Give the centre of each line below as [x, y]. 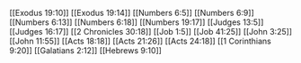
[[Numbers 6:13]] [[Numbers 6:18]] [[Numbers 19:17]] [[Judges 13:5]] [137, 22]
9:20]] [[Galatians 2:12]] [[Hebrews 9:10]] [85, 51]
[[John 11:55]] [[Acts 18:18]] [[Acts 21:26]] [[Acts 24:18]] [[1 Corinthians [140, 41]
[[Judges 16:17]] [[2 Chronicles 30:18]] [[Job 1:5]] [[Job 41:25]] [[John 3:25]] [151, 31]
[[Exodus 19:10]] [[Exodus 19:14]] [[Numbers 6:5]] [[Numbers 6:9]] [132, 13]
